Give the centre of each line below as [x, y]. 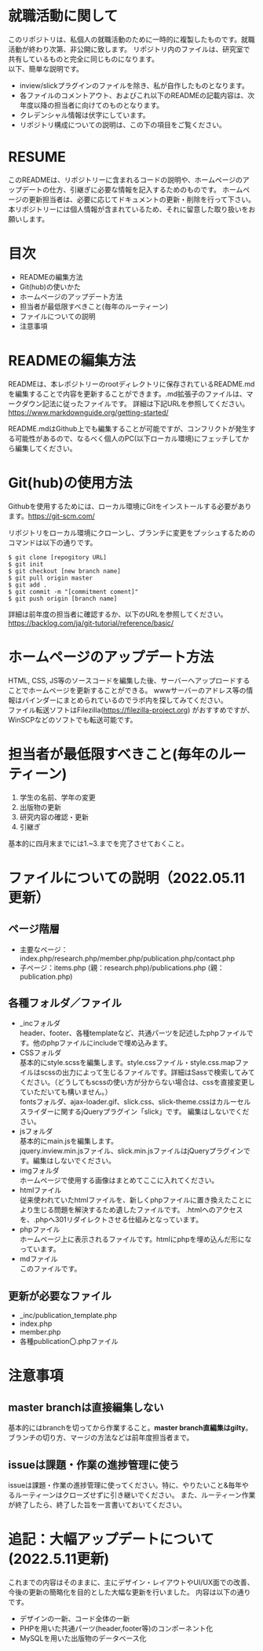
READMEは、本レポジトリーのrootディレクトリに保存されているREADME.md [131, 384]
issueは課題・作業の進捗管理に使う [94, 1464]
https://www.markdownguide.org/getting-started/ [88, 412]
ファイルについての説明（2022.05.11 [127, 878]
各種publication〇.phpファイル [69, 1342]
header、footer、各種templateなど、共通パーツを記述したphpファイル [133, 1033]
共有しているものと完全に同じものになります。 [84, 59]
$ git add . [27, 585]
